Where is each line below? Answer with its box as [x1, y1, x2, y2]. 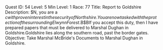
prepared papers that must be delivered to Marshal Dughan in [5, 25, 129, 31]
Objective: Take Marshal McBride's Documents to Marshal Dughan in [5, 35, 143, 41]
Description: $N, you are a [5, 9, 58, 15]
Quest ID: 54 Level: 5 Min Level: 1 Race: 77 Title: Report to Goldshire [5, 4, 142, 10]
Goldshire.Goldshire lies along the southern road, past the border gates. [5, 30, 149, 35]
